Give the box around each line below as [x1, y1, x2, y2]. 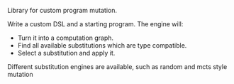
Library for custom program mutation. [7, 6, 118, 14]
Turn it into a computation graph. [17, 33, 114, 42]
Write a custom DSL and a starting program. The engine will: [7, 20, 184, 28]
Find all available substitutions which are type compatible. [17, 41, 187, 49]
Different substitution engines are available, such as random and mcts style [7, 63, 228, 70]
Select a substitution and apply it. [17, 49, 116, 57]
